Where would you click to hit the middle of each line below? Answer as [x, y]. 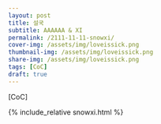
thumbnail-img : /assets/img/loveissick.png [81, 52]
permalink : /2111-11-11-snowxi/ [61, 38]
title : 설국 [26, 23]
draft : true [28, 74]
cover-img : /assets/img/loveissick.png [74, 45]
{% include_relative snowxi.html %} [66, 112]
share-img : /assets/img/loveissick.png [74, 60]
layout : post [30, 15]
